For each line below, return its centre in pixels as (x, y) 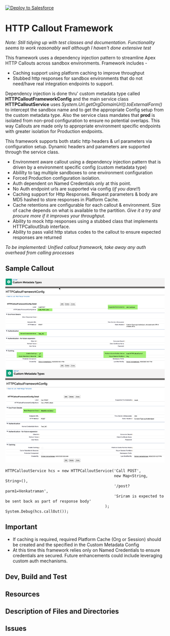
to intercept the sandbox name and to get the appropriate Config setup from (84, 110)
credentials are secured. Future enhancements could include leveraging (88, 555)
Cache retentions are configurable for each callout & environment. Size (87, 205)
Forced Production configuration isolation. (56, 178)
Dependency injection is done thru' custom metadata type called (73, 93)
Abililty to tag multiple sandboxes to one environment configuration (82, 172)
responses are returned (37, 237)
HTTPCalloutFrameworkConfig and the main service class (67, 99)
